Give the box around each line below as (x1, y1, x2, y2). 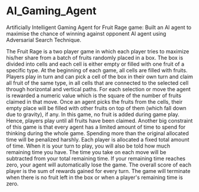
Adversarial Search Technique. (6, 36, 82, 43)
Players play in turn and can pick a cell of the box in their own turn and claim (6, 73, 193, 80)
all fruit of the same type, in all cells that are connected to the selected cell (6, 79, 189, 87)
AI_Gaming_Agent (6, 4, 97, 18)
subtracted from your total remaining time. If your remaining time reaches (6, 155, 186, 162)
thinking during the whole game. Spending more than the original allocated (6, 129, 189, 137)
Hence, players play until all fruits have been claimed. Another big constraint (6, 117, 193, 124)
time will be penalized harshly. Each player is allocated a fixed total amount (6, 136, 189, 143)
